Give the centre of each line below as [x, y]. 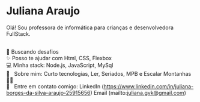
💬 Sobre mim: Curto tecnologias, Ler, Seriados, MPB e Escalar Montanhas [99, 73]
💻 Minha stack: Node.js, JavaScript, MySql [60, 65]
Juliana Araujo [43, 11]
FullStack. [19, 33]
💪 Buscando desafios [32, 51]
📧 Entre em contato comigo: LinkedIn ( [55, 86]
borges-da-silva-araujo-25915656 [49, 92]
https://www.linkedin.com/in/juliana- [149, 86]
